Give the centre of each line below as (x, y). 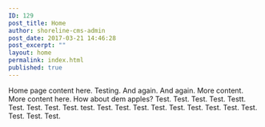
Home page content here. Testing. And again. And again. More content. (126, 90)
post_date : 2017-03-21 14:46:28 (62, 38)
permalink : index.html (46, 61)
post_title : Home (37, 23)
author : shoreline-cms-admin (57, 30)
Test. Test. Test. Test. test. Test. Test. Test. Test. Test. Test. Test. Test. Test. (133, 107)
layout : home (30, 53)
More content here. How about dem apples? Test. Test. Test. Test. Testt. (127, 99)
